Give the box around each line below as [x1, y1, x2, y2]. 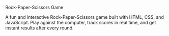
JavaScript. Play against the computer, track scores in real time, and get [5, 20, 156, 25]
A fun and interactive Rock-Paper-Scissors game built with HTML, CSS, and [5, 14, 164, 20]
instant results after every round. [5, 25, 74, 31]
